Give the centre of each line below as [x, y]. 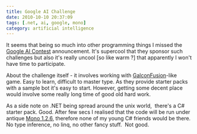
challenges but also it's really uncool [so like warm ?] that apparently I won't [99, 58]
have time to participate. [36, 64]
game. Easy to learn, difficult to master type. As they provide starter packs [97, 82]
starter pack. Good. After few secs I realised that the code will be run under [98, 112]
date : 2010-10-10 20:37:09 [39, 17]
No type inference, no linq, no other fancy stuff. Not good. [78, 125]
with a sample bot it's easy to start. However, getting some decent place [94, 88]
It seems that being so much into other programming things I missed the [94, 45]
